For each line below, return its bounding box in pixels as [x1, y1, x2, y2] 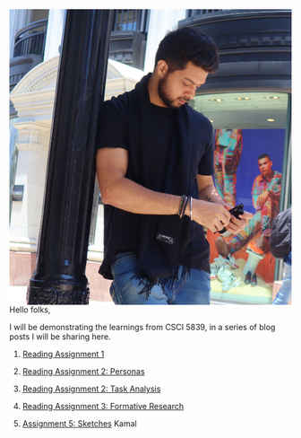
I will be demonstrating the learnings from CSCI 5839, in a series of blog [9, 322, 276, 333]
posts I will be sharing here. [9, 331, 111, 342]
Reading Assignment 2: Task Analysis [21, 383, 161, 394]
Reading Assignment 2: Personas [21, 366, 145, 377]
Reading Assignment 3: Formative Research [21, 401, 185, 412]
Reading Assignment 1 [21, 349, 105, 360]
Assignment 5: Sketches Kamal [21, 418, 137, 429]
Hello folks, [9, 304, 51, 315]
